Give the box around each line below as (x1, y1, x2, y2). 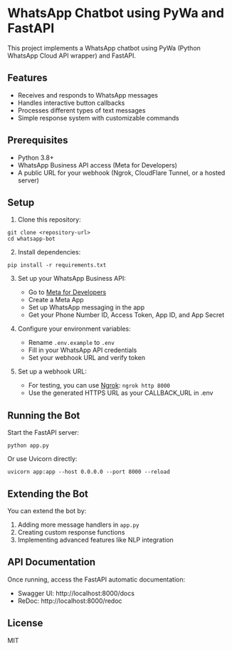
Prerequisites (7, 134, 68, 147)
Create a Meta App (28, 296, 84, 304)
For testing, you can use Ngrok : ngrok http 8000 (28, 381, 171, 390)
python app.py (7, 442, 50, 450)
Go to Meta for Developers (28, 288, 107, 296)
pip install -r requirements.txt (7, 262, 107, 269)
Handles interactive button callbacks (17, 98, 125, 107)
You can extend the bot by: (7, 507, 87, 515)
